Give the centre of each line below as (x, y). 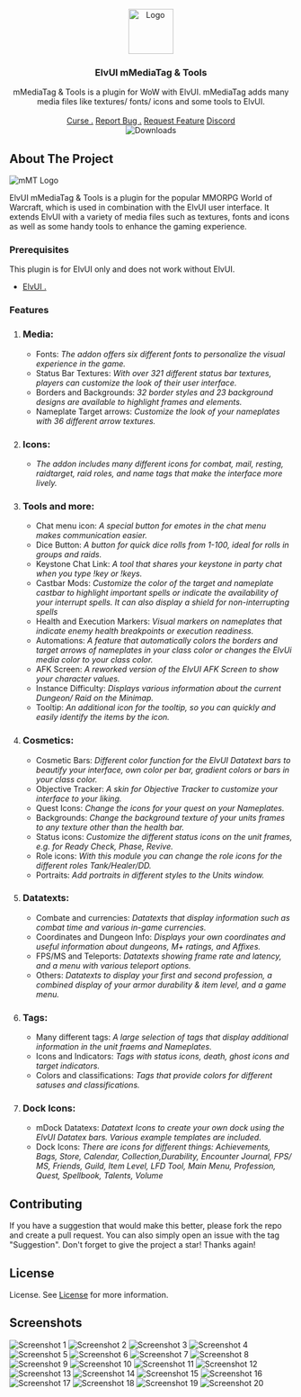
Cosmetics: (48, 741)
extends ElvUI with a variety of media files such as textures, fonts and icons (150, 217)
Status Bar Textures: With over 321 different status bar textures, (154, 373)
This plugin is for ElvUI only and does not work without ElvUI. (122, 269)
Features (29, 311)
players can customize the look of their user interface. (136, 383)
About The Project (62, 159)
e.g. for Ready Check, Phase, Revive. (104, 846)
